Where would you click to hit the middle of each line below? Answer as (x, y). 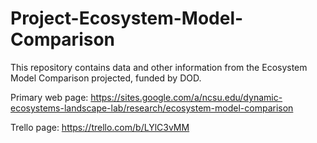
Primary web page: (49, 97)
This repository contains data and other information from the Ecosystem (159, 67)
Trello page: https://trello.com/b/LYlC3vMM (100, 127)
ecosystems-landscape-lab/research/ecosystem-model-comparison (152, 108)
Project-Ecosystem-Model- (127, 18)
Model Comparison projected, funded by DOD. (106, 78)
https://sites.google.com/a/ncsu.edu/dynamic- (186, 97)
